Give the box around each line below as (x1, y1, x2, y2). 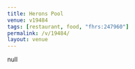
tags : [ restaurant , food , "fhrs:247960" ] (7, 23, 129, 30)
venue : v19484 (7, 17, 49, 24)
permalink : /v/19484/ (7, 29, 70, 37)
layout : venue (7, 36, 49, 43)
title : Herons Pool (7, 10, 64, 17)
